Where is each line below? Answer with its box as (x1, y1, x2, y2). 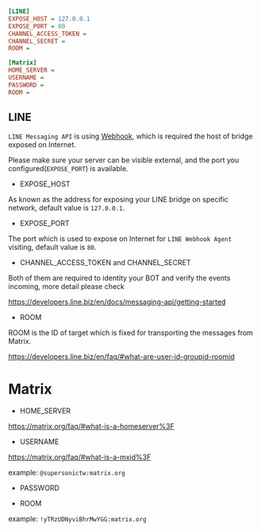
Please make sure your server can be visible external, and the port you (8, 155, 240, 165)
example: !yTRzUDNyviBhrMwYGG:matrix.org (8, 514, 147, 524)
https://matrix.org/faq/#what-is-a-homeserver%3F (8, 422, 175, 431)
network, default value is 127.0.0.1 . (8, 203, 125, 213)
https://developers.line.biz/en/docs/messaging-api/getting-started (8, 297, 226, 306)
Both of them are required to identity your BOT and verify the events (8, 273, 231, 283)
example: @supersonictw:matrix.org (8, 468, 125, 478)
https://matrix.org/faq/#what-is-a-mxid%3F (8, 452, 152, 462)
